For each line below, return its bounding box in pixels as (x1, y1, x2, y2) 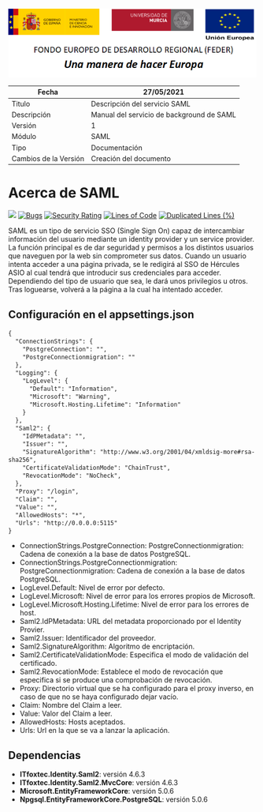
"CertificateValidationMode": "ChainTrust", (22, 464, 171, 472)
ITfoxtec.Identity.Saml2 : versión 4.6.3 (19, 769, 146, 779)
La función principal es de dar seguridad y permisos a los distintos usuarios (8, 242, 254, 253)
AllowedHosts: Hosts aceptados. (19, 717, 126, 727)
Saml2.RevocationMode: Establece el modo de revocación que (19, 667, 224, 676)
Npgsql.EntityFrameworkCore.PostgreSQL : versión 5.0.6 (19, 795, 209, 804)
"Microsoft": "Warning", (28, 393, 111, 401)
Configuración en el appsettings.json (8, 307, 194, 321)
